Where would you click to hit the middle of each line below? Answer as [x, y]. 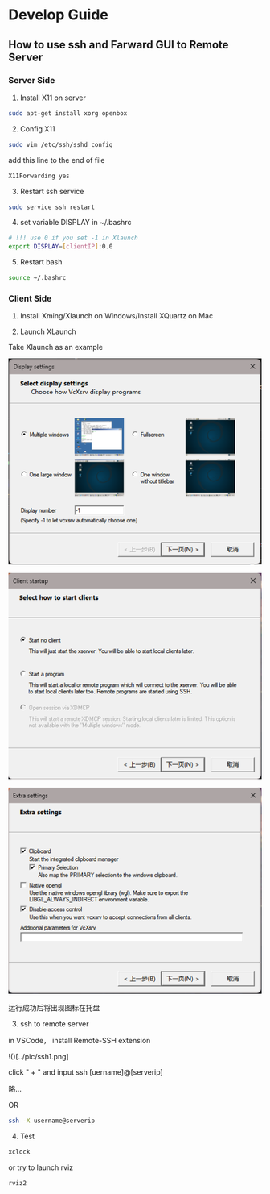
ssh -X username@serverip [51, 1121]
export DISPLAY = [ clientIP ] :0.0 [61, 247]
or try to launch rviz [41, 1167]
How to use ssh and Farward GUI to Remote [119, 45]
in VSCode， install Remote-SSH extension [80, 1041]
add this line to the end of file [57, 160]
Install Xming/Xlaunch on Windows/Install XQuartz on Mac [117, 316]
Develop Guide [58, 15]
